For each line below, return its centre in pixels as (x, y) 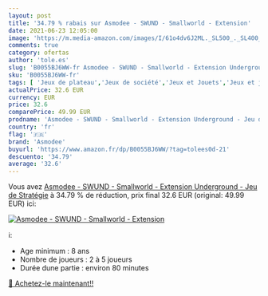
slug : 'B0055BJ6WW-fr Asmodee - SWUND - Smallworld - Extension (117, 68)
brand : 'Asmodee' (37, 142)
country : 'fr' (32, 127)
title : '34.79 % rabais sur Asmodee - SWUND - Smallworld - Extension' (130, 23)
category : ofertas (39, 53)
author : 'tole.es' (39, 61)
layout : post (30, 16)
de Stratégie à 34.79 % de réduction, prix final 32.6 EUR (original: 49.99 (126, 195)
